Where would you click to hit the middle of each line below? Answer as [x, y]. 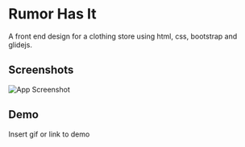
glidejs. [20, 44]
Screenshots [41, 70]
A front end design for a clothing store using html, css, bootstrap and [123, 36]
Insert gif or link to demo [49, 134]
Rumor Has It [52, 14]
